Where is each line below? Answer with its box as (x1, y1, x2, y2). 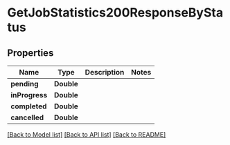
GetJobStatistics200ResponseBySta (7, 5, 224, 21)
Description (85, 68, 125, 77)
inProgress (10, 90, 48, 99)
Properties (7, 47, 54, 59)
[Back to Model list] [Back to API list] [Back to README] (7, 130, 166, 139)
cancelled (10, 113, 44, 122)
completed (10, 101, 47, 111)
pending (10, 79, 39, 88)
